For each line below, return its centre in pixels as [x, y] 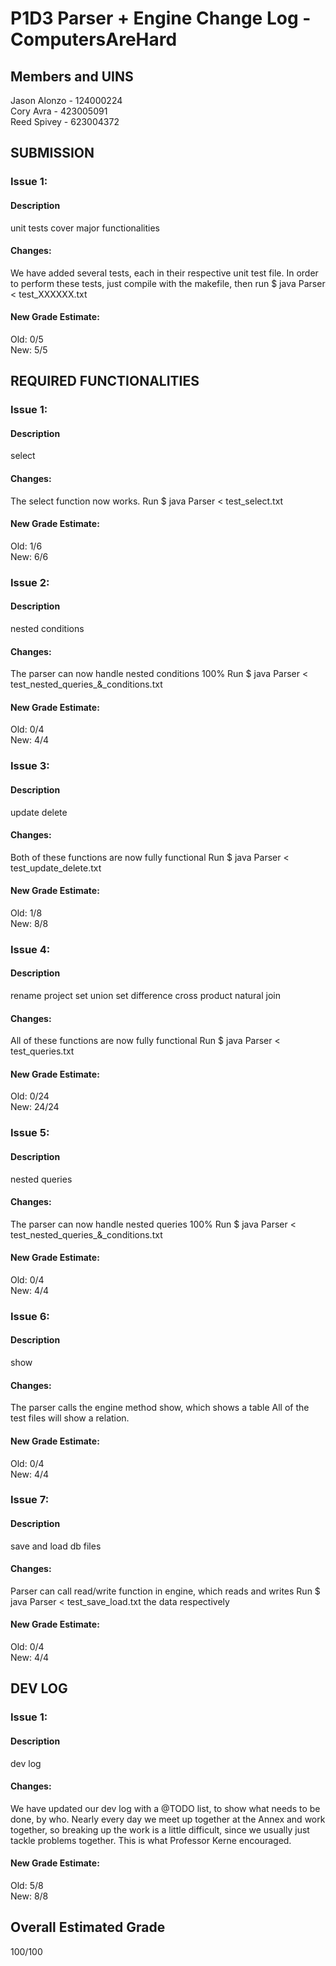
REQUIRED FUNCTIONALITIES [105, 381]
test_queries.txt [42, 1051]
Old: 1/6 [26, 546]
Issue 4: [30, 949]
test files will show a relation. [70, 1418]
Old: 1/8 [26, 913]
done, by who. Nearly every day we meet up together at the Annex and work [168, 1819]
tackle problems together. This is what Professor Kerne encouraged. [151, 1840]
